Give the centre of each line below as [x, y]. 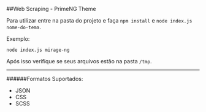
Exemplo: [18, 39]
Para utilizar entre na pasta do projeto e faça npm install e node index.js [99, 20]
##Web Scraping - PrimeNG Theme [51, 9]
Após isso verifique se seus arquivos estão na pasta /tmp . [79, 61]
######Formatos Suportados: [45, 79]
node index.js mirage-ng [38, 50]
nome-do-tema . [24, 27]
